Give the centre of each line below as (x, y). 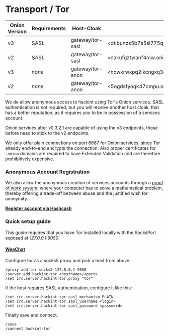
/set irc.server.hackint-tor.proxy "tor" (49, 278)
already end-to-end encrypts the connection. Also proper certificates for (80, 148)
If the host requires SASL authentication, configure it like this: (69, 288)
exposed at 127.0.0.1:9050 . (32, 238)
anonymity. (17, 199)
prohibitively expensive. (30, 159)
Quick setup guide (28, 221)
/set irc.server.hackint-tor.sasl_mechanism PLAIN (59, 297)
